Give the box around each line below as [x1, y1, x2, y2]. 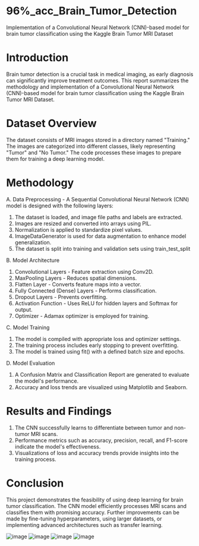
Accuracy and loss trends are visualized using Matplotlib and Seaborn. [14, 383, 188, 390]
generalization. [14, 239, 52, 246]
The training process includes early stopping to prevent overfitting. [14, 342, 179, 349]
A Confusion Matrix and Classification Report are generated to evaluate [14, 371, 189, 378]
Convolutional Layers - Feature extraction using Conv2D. [14, 268, 154, 275]
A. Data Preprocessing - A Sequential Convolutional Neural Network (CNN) [6, 195, 189, 203]
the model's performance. [14, 377, 79, 384]
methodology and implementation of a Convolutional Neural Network [6, 83, 175, 90]
